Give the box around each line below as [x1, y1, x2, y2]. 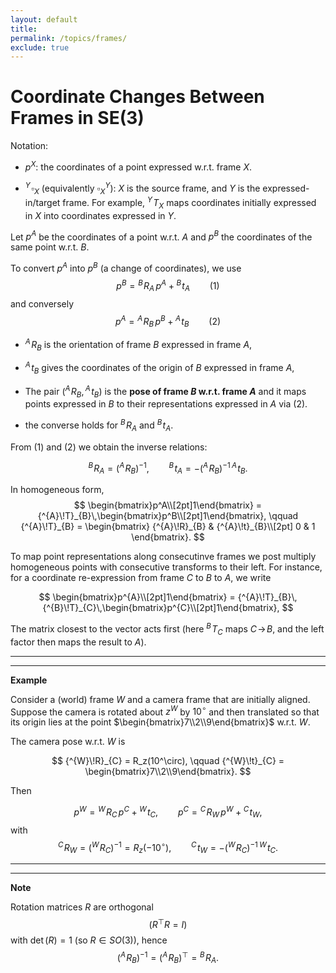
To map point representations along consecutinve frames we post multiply [10, 551, 317, 563]
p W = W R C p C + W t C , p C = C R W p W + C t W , [73, 804, 263, 820]
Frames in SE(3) [10, 107, 145, 130]
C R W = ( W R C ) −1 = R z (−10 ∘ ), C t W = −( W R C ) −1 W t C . [57, 839, 279, 856]
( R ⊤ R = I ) [148, 917, 188, 930]
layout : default [10, 14, 78, 25]
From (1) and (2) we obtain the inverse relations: [10, 441, 208, 453]
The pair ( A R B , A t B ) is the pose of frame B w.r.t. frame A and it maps [24, 383, 307, 400]
